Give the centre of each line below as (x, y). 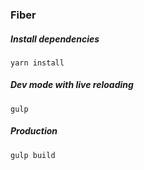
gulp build (33, 155)
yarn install (37, 63)
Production (34, 131)
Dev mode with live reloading (72, 85)
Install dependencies (55, 39)
